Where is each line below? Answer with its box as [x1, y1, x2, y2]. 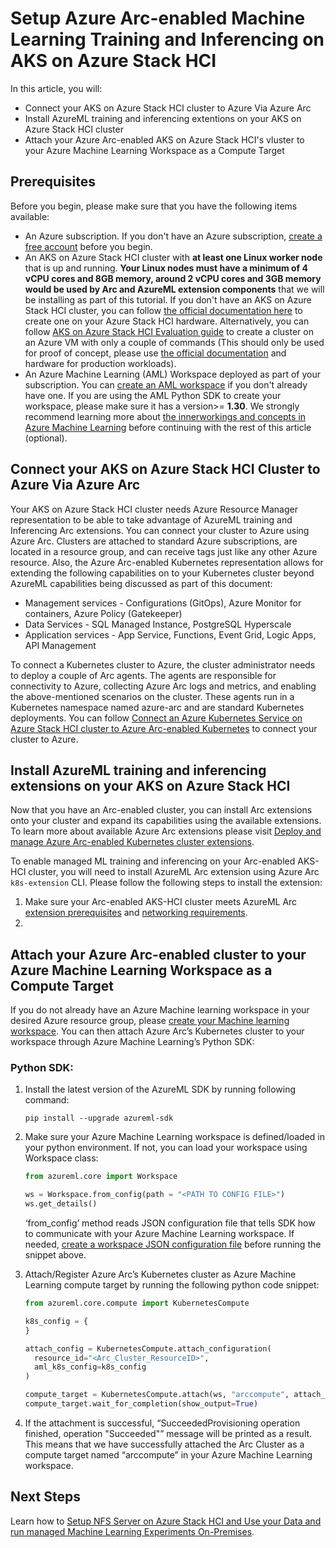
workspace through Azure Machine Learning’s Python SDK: [10, 1036, 255, 1048]
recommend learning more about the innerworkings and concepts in [24, 410, 307, 422]
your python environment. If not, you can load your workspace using [24, 1142, 308, 1154]
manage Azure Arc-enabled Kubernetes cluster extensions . [10, 836, 255, 848]
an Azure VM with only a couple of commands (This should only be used [24, 336, 325, 348]
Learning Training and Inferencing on [10, 28, 325, 51]
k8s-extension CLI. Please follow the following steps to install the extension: [10, 877, 323, 889]
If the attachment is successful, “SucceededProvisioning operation [24, 1417, 301, 1429]
